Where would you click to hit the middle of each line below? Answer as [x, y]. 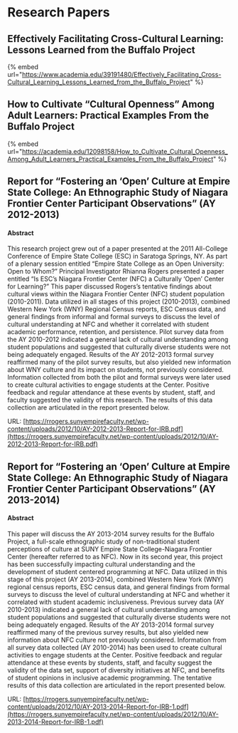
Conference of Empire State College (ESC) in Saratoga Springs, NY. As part [118, 256]
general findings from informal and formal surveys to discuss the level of [114, 317]
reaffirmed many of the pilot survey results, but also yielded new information [119, 362]
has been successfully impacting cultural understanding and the [101, 564]
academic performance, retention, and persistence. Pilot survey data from [115, 332]
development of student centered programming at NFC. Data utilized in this [117, 572]
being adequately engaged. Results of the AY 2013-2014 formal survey [111, 625]
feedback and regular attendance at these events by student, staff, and [111, 393]
